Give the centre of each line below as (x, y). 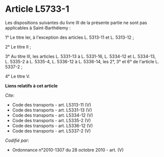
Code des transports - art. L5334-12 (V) (53, 115)
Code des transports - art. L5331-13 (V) (52, 110)
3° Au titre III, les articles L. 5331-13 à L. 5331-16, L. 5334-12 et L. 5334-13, (81, 56)
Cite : (10, 95)
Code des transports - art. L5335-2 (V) (52, 120)
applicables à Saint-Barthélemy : (38, 27)
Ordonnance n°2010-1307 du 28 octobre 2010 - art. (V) (68, 150)
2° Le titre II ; (18, 47)
